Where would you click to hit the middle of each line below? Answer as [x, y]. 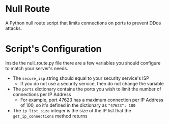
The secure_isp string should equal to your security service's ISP [81, 78]
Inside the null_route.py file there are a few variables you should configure [83, 63]
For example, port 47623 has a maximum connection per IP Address [92, 100]
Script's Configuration [53, 49]
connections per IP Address [42, 94]
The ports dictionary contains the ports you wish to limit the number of [87, 89]
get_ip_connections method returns [50, 116]
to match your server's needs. [37, 68]
